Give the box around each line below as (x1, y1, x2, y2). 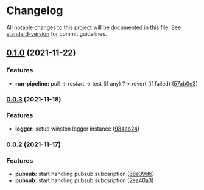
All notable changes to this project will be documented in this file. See (6, 24, 181, 31)
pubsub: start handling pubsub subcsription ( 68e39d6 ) (15, 171, 155, 178)
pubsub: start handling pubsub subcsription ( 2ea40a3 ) (15, 177, 154, 184)
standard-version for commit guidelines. (6, 30, 107, 37)
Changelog (6, 4, 63, 18)
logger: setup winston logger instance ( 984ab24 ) (15, 125, 140, 132)
